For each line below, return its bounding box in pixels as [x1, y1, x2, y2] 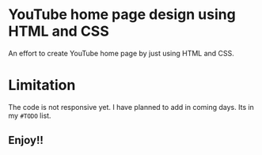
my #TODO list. [8, 111, 51, 120]
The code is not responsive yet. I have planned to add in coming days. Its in [8, 102, 255, 112]
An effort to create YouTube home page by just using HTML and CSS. [8, 48, 235, 58]
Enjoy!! [8, 134, 44, 147]
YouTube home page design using [8, 6, 236, 24]
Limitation [8, 77, 76, 94]
